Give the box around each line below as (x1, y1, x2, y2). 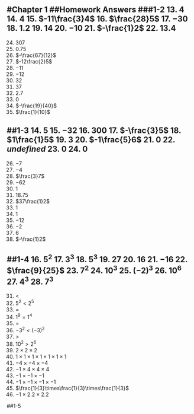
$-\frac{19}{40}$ (15, 102, 57, 109)
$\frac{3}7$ (15, 172, 45, 180)
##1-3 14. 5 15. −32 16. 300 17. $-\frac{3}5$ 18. (7, 126, 182, 136)
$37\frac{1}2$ (15, 198, 50, 205)
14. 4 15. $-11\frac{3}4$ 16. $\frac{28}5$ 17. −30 (7, 14, 188, 24)
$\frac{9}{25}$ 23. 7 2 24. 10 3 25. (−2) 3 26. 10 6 (7, 264, 182, 276)
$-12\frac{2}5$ (15, 58, 53, 65)
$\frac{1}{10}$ (15, 108, 51, 115)
